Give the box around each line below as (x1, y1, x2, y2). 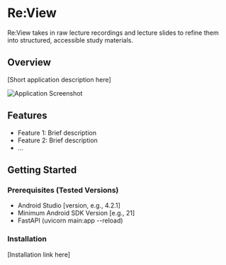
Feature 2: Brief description (17, 136, 98, 145)
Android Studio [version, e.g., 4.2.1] (17, 201, 120, 210)
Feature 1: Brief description (17, 128, 97, 137)
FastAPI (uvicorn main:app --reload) (17, 216, 123, 225)
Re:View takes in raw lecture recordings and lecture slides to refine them (7, 28, 219, 37)
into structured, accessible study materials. (7, 35, 133, 44)
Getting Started (7, 164, 77, 176)
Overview (7, 57, 52, 69)
